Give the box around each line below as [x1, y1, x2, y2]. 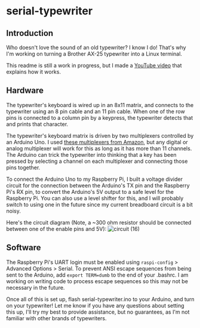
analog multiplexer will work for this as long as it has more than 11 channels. [6, 145, 192, 152]
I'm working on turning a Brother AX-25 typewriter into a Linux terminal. [6, 50, 182, 57]
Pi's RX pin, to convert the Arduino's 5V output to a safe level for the [6, 188, 174, 195]
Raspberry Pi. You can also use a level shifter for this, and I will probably [6, 195, 184, 202]
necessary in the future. [6, 284, 65, 291]
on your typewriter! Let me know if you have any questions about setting [6, 302, 184, 309]
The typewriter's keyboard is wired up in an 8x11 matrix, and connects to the [6, 101, 194, 108]
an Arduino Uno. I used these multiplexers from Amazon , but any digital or [6, 138, 188, 145]
